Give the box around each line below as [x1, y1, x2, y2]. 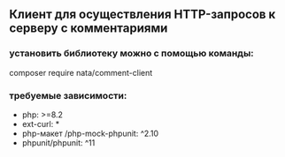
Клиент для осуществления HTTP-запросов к [9, 7, 276, 22]
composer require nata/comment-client [9, 67, 153, 78]
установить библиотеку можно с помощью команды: [9, 48, 254, 60]
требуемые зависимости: [9, 89, 127, 101]
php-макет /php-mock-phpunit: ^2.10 [21, 128, 159, 138]
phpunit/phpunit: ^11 [21, 137, 96, 148]
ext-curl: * [21, 118, 60, 129]
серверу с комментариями [9, 21, 168, 36]
